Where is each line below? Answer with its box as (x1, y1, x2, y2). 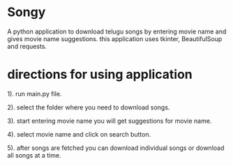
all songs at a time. (7, 151, 61, 159)
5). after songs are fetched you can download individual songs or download (7, 144, 225, 152)
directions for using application (7, 67, 193, 82)
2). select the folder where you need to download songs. (7, 103, 170, 112)
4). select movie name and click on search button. (7, 130, 151, 138)
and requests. (7, 42, 47, 50)
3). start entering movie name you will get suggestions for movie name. (7, 116, 212, 125)
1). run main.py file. (7, 89, 62, 98)
